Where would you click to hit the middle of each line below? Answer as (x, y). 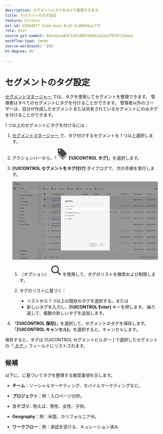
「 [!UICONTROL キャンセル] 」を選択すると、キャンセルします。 (76, 330)
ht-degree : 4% (19, 51)
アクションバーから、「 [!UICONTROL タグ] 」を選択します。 (77, 158)
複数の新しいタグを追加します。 (75, 313)
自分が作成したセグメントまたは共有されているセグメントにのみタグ (90, 109)
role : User (16, 31)
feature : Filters (23, 20)
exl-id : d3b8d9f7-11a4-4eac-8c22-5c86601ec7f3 (53, 26)
